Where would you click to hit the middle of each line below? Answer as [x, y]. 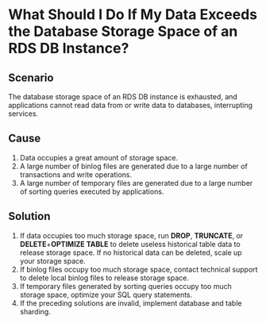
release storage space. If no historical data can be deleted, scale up [131, 253]
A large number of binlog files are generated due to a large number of [133, 166]
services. [23, 114]
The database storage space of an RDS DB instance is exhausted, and [123, 96]
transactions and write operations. [76, 174]
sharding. [35, 311]
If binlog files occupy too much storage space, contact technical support [139, 269]
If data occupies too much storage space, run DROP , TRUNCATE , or [131, 235]
